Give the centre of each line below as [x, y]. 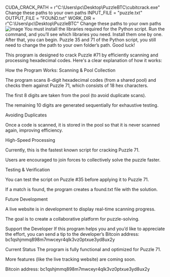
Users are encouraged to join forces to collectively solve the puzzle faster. [83, 160]
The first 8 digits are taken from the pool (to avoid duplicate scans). [76, 95]
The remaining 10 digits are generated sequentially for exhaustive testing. [82, 105]
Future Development [27, 199]
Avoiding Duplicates [26, 115]
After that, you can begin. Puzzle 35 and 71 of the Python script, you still [81, 40]
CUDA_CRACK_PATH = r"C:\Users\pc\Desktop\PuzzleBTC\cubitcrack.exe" [83, 7]
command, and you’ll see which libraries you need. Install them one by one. [84, 34]
